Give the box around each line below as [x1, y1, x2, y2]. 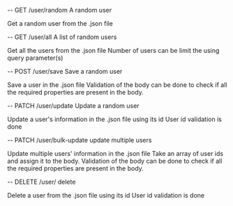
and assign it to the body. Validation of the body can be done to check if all [7, 157, 223, 165]
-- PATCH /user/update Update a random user [7, 102, 140, 110]
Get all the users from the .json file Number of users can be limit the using [7, 47, 220, 54]
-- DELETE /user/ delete [7, 177, 76, 186]
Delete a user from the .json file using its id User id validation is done [7, 191, 205, 199]
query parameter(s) [7, 54, 63, 62]
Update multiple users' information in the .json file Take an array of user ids [7, 150, 224, 157]
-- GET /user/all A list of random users [7, 33, 117, 41]
